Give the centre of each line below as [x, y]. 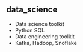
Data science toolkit [39, 24]
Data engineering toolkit [45, 36]
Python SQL [30, 30]
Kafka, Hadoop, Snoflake [46, 43]
